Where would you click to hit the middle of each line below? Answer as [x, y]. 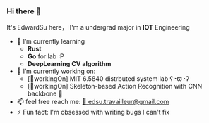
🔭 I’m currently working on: [56, 71]
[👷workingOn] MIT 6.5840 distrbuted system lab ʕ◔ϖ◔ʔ [108, 79]
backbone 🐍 [45, 93]
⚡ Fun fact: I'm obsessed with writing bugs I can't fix [93, 112]
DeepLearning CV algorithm [69, 64]
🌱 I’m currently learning [51, 41]
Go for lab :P [46, 56]
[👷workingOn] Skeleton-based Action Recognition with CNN [115, 86]
